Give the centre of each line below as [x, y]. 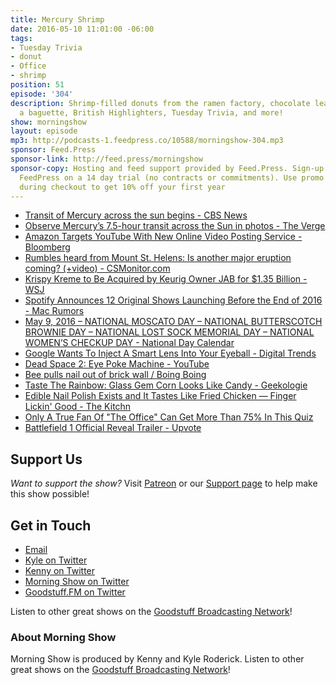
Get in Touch [51, 525]
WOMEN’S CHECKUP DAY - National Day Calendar [129, 343]
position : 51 [37, 85]
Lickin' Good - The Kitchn [78, 407]
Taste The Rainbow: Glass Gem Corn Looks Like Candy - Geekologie [166, 385]
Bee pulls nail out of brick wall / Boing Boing [115, 375]
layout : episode [44, 131]
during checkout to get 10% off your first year [122, 187]
